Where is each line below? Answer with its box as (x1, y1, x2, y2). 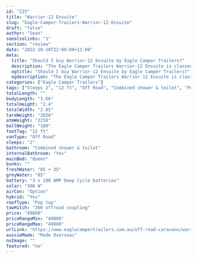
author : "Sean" (6, 30, 43, 36)
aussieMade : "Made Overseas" (6, 232, 77, 238)
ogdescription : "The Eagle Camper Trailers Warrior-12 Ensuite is (11, 74, 177, 80)
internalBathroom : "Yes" (6, 150, 67, 156)
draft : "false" (6, 25, 43, 31)
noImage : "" (6, 237, 35, 243)
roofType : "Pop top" (6, 199, 57, 205)
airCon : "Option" (6, 188, 49, 194)
